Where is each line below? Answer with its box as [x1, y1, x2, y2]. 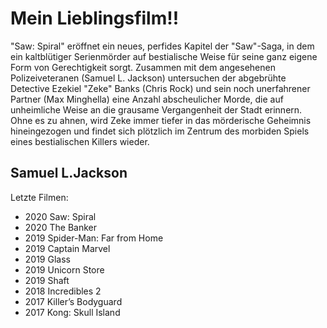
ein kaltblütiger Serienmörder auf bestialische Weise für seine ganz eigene [10, 50, 318, 62]
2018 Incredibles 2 [24, 285, 102, 297]
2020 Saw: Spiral [24, 210, 97, 222]
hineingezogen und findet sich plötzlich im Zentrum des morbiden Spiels [10, 125, 310, 137]
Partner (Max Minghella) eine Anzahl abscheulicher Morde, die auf [10, 93, 284, 105]
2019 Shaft [24, 274, 70, 286]
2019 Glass [24, 253, 71, 265]
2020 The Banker [24, 221, 97, 233]
